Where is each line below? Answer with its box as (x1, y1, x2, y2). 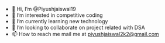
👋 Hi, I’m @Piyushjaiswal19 (11, 6, 76, 12)
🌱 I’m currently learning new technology (11, 18, 108, 24)
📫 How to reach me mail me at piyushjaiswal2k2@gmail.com (11, 31, 159, 37)
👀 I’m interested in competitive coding (11, 12, 104, 19)
